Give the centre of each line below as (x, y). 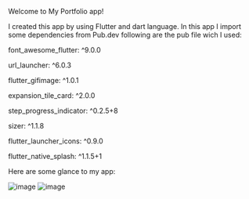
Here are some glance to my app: (62, 171)
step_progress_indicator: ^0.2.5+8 (63, 110)
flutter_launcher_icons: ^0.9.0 (56, 141)
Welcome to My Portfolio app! (56, 11)
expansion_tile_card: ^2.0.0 (52, 96)
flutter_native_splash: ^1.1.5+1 (55, 156)
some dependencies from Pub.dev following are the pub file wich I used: (125, 35)
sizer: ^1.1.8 (26, 126)
